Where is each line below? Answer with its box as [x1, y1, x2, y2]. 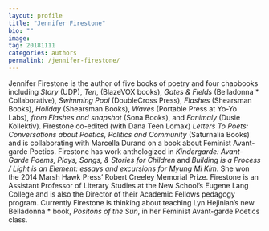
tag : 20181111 [8, 42, 56, 50]
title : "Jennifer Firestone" [8, 19, 106, 27]
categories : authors [8, 49, 78, 57]
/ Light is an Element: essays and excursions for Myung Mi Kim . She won [8, 164, 251, 173]
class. [8, 214, 28, 225]
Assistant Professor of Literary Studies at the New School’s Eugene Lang [8, 180, 249, 190]
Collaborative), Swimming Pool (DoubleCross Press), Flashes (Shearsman [8, 95, 252, 105]
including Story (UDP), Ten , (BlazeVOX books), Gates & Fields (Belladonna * [8, 87, 259, 96]
